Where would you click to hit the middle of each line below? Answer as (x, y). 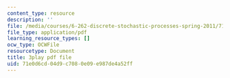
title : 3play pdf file (39, 58)
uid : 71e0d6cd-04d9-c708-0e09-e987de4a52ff (70, 64)
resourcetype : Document (41, 52)
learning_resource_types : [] (49, 39)
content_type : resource (41, 13)
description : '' (30, 20)
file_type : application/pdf (47, 32)
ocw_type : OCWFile (33, 45)
